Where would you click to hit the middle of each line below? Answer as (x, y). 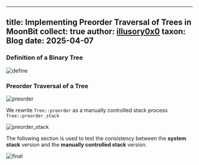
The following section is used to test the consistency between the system (96, 138)
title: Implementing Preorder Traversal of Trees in (99, 22)
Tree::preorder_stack (33, 116)
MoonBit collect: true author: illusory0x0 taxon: (96, 32)
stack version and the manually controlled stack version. (77, 144)
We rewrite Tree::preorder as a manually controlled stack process (87, 110)
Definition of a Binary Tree (44, 58)
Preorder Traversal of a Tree (47, 86)
